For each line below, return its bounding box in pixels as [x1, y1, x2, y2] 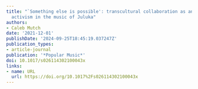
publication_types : [6, 42, 54, 47]
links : [6, 63, 22, 69]
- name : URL [6, 69, 35, 74]
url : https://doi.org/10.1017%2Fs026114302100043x [11, 74, 138, 80]
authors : [6, 19, 28, 25]
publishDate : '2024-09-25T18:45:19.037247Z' [6, 36, 117, 42]
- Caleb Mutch [6, 25, 41, 31]
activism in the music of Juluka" [11, 14, 96, 20]
